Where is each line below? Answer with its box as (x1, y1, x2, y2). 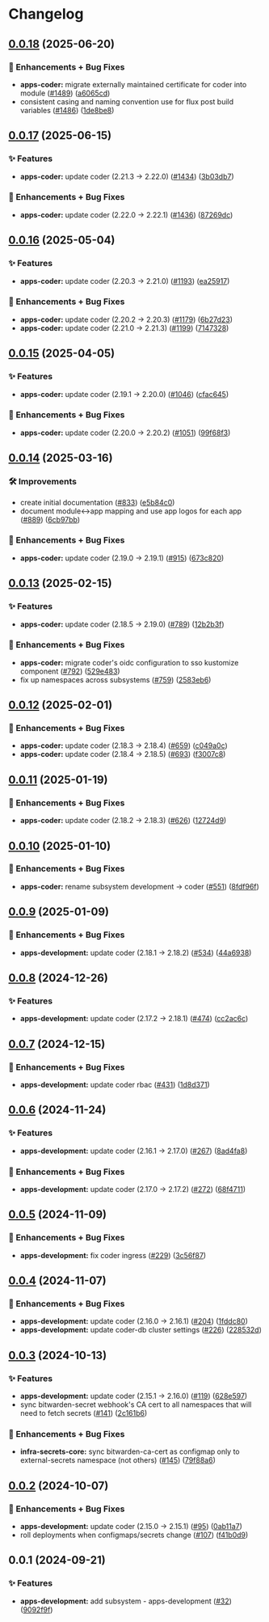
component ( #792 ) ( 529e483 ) (19, 666, 120, 676)
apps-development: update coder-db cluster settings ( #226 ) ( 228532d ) (19, 1325, 263, 1335)
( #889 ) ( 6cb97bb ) (19, 514, 81, 524)
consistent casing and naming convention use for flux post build (19, 96, 234, 106)
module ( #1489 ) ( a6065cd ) (19, 88, 111, 98)
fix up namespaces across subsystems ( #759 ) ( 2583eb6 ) (19, 674, 212, 684)
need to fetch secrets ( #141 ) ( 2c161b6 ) (19, 1408, 148, 1417)
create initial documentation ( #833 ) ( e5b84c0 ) (19, 497, 175, 507)
